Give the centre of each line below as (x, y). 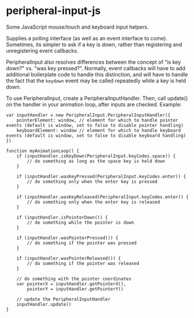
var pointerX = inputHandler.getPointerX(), (71, 284)
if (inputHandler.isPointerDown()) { (62, 217)
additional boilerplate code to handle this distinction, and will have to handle (97, 74)
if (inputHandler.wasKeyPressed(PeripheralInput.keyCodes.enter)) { (101, 177)
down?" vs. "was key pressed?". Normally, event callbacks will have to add (96, 68)
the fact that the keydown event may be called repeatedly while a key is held (96, 81)
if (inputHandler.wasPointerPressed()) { (67, 238)
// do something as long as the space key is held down (96, 161)
